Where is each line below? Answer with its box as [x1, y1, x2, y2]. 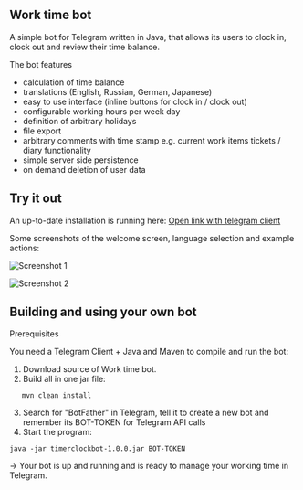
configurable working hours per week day [22, 105, 181, 117]
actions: [9, 242, 39, 253]
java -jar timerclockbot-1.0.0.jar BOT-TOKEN [9, 444, 185, 453]
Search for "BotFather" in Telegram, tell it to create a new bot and [22, 407, 269, 419]
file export [22, 125, 62, 136]
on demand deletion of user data [22, 164, 146, 175]
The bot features [9, 59, 73, 69]
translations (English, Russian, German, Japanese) [22, 86, 213, 97]
